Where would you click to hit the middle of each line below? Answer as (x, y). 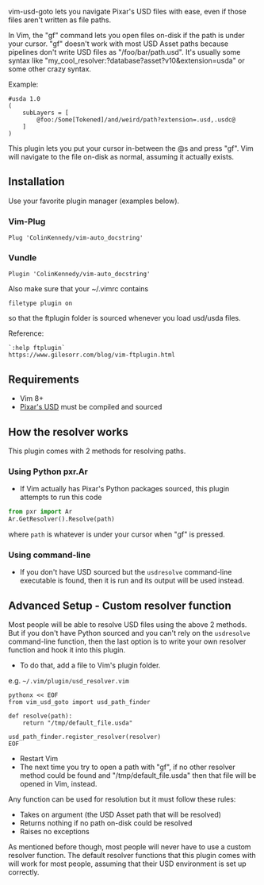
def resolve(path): (40, 716)
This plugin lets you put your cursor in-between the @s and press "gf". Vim (131, 148)
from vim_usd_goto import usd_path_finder (79, 702)
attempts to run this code (61, 497)
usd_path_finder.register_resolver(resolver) (84, 737)
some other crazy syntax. (50, 69)
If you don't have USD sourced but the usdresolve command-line (126, 572)
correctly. (24, 872)
